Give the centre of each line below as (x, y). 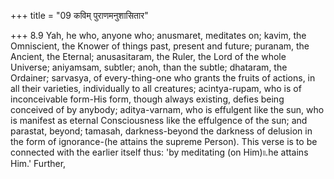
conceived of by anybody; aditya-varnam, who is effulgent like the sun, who (167, 109)
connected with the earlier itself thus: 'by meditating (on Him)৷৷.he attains (159, 152)
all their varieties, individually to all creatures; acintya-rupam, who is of (156, 88)
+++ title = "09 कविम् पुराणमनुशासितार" (79, 15)
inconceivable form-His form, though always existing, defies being (147, 99)
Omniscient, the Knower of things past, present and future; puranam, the (160, 46)
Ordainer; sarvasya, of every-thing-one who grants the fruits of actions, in (163, 78)
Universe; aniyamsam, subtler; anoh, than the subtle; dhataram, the (149, 67)
